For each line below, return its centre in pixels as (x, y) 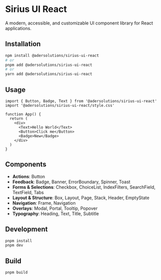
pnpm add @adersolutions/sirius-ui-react (49, 65)
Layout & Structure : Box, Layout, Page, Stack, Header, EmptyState (81, 198)
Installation (23, 44)
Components (26, 164)
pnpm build (16, 273)
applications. (18, 28)
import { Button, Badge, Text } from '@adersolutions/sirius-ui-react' (81, 101)
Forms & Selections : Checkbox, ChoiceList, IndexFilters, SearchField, (84, 187)
